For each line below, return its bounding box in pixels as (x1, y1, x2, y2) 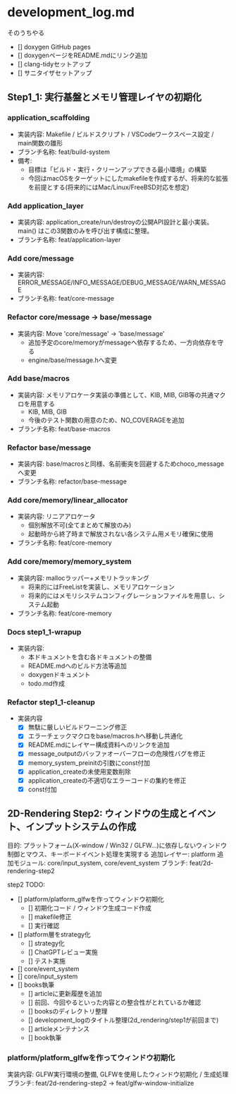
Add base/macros (7, 373, 70, 383)
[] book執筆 (27, 1033, 62, 1042)
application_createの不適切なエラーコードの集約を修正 (27, 776, 187, 784)
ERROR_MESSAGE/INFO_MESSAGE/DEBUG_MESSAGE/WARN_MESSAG (17, 278, 226, 287)
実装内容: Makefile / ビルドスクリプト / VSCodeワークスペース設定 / (17, 130, 214, 138)
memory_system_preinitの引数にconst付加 (27, 758, 150, 767)
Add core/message (7, 253, 74, 263)
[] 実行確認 (27, 921, 60, 930)
